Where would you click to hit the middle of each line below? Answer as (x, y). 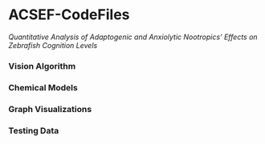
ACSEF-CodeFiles (69, 15)
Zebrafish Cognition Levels (53, 45)
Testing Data (34, 130)
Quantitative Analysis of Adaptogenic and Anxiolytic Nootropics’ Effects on (133, 37)
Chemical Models (43, 87)
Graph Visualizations (50, 109)
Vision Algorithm (42, 66)
